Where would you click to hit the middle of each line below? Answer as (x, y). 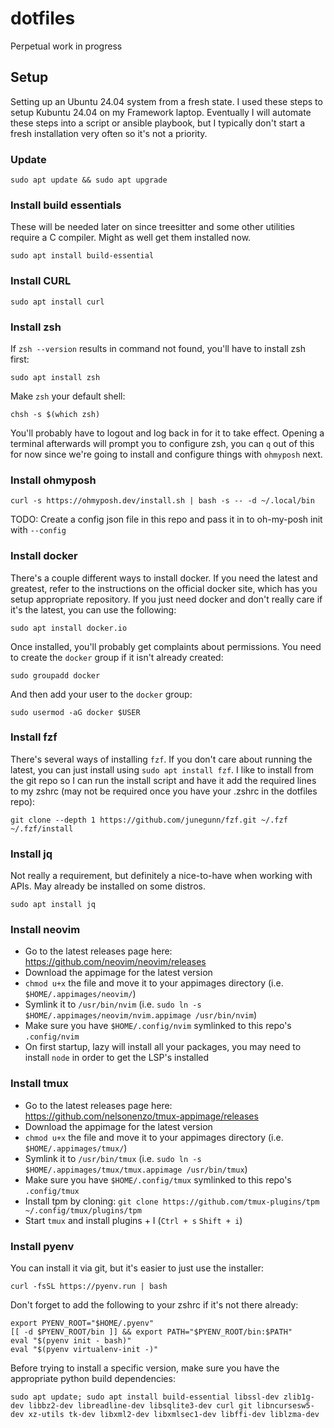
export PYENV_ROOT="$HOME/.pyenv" (82, 1323)
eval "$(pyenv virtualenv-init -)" (84, 1350)
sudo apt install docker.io (69, 628)
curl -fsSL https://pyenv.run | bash (89, 1287)
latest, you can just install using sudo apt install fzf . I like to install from (162, 769)
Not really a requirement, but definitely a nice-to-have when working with (161, 876)
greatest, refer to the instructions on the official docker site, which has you (164, 588)
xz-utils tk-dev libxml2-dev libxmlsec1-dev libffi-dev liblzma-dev (174, 1415)
